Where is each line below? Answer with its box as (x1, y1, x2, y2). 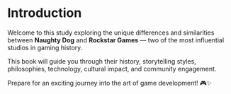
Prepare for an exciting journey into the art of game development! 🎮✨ (7, 78, 213, 87)
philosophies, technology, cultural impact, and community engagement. (7, 64, 217, 73)
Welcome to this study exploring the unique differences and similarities (7, 28, 215, 37)
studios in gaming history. (7, 43, 83, 52)
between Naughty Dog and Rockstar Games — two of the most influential (7, 35, 225, 44)
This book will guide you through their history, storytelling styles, (7, 57, 196, 65)
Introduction (7, 5, 82, 21)
